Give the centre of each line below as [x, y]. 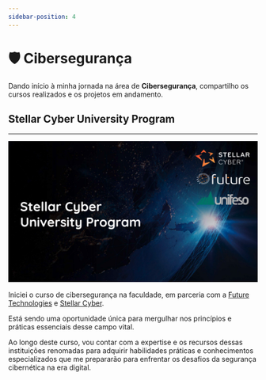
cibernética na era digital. [50, 367]
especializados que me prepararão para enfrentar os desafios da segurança [133, 359]
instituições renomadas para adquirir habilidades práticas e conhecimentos [131, 350]
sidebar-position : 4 [42, 17]
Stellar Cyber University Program [92, 119]
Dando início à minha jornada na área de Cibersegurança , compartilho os [129, 85]
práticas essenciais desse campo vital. [71, 327]
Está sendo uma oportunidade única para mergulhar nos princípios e [120, 318]
